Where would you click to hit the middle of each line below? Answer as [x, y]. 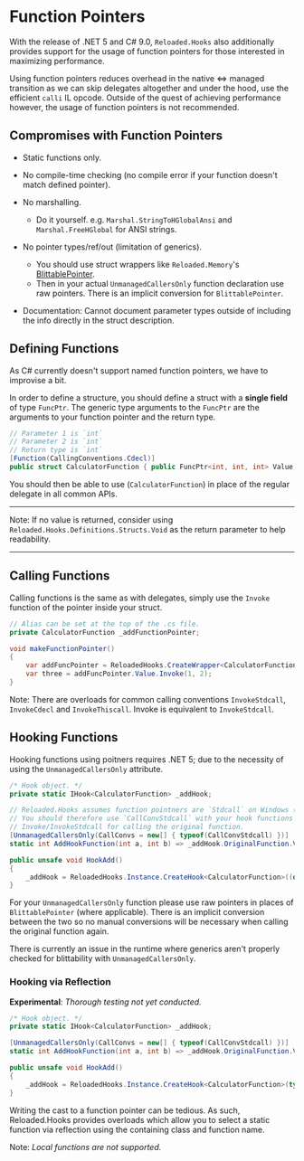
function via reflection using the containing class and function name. [137, 1129]
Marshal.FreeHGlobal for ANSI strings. [106, 229]
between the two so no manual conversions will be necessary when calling [149, 922]
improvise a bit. [38, 380]
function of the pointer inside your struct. [86, 607]
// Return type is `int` [56, 450]
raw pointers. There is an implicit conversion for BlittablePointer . [160, 293]
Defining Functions [64, 349]
